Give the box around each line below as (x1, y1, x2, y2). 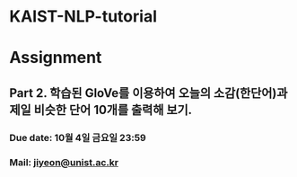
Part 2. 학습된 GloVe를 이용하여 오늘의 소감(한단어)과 (9, 85, 288, 101)
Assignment (9, 48, 102, 68)
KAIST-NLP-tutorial (9, 6, 157, 27)
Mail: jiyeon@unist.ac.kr (9, 155, 119, 168)
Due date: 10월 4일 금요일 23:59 (9, 131, 146, 144)
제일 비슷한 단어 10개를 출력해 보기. (9, 102, 193, 118)
